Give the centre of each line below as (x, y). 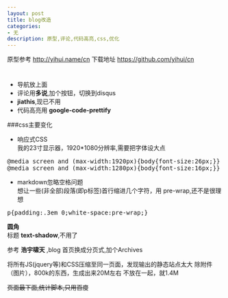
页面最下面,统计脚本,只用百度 (48, 288)
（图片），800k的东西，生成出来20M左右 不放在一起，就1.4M (93, 273)
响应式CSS (32, 139)
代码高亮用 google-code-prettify (64, 110)
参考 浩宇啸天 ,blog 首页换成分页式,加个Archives (75, 250)
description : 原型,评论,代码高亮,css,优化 (63, 39)
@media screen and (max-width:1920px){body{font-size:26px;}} (114, 161)
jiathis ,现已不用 (39, 102)
